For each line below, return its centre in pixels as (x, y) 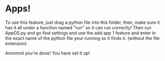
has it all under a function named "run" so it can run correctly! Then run (78, 27)
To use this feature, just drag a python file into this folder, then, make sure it (82, 22)
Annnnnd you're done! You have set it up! (48, 53)
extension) (16, 43)
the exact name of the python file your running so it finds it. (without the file (82, 38)
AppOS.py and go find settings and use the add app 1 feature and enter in (81, 33)
